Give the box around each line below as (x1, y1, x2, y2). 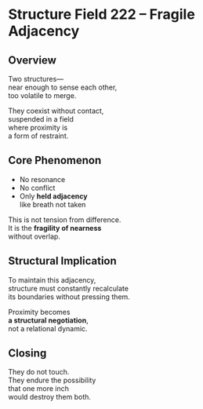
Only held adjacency (19, 191, 88, 201)
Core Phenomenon (8, 154, 102, 167)
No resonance (19, 174, 66, 184)
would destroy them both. (8, 393, 92, 402)
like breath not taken (19, 199, 86, 209)
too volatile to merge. (8, 91, 77, 100)
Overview (8, 53, 57, 67)
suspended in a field (8, 115, 74, 123)
